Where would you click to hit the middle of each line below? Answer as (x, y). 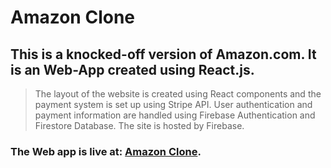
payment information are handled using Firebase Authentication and (175, 115)
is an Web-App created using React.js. (132, 69)
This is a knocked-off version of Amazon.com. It (163, 54)
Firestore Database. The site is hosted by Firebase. (139, 125)
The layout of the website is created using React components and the (178, 94)
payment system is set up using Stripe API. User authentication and (173, 104)
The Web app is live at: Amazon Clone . (106, 151)
